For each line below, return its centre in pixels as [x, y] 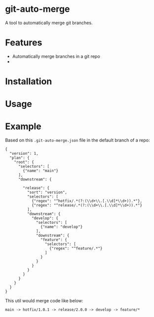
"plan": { [19, 158]
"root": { [24, 162]
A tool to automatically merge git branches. [49, 23]
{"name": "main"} [40, 171]
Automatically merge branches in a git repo [56, 56]
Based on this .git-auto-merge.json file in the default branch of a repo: [77, 140]
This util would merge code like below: [44, 301]
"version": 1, [24, 154]
